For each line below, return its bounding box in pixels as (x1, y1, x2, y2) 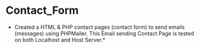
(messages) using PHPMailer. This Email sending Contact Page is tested (14, 29, 195, 37)
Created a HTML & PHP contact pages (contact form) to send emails (14, 23, 185, 31)
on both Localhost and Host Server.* (14, 36, 106, 43)
